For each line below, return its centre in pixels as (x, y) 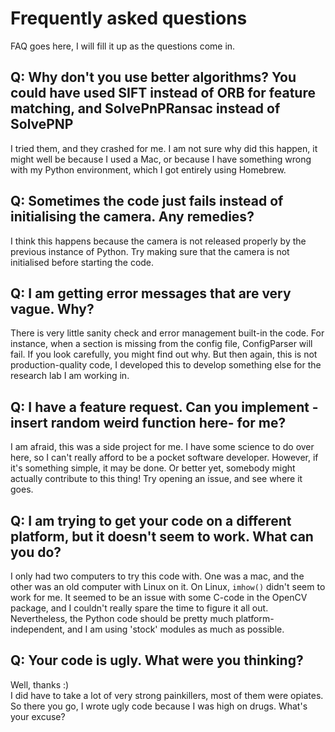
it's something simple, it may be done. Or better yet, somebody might (153, 468)
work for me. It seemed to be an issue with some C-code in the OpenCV (159, 597)
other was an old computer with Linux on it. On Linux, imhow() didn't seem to (168, 586)
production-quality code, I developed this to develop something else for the (166, 365)
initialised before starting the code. (82, 262)
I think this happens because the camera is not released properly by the (158, 241)
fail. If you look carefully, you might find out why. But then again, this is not (164, 354)
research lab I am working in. (70, 376)
